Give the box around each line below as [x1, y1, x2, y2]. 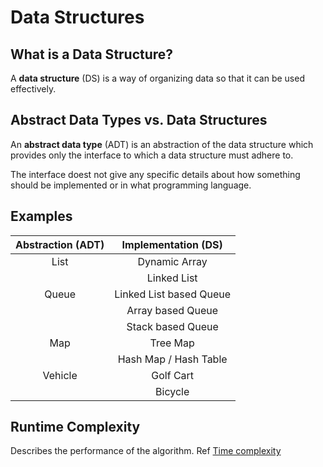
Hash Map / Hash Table [117, 352, 228, 366]
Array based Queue [126, 303, 219, 317]
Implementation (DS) [121, 237, 223, 251]
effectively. [10, 83, 57, 95]
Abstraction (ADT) [15, 237, 105, 251]
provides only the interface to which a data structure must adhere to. [10, 149, 294, 161]
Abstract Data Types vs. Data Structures [10, 112, 268, 129]
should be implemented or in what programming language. [10, 179, 252, 191]
